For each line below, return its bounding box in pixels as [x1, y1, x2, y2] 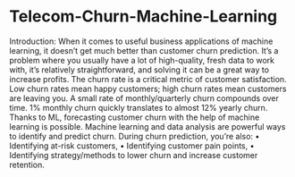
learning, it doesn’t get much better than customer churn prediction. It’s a [9, 45, 279, 55]
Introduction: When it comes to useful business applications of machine [9, 36, 274, 46]
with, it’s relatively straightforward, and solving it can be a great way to [9, 64, 270, 75]
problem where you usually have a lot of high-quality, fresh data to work [9, 55, 275, 65]
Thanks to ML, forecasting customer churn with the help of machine [9, 112, 260, 122]
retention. [9, 159, 45, 170]
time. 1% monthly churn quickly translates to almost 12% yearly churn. [9, 102, 268, 113]
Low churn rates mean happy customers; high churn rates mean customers [9, 83, 287, 94]
